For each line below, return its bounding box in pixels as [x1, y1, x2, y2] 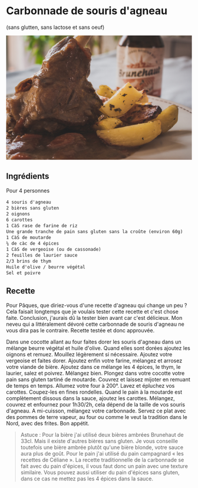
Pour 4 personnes [6, 187, 50, 194]
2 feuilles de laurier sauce [6, 252, 78, 258]
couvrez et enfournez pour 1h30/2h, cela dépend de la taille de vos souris [6, 401, 186, 408]
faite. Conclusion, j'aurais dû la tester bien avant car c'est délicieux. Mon [6, 314, 183, 321]
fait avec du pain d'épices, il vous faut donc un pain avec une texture [20, 462, 189, 470]
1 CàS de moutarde [6, 234, 51, 240]
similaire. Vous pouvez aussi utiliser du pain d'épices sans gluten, [20, 469, 180, 476]
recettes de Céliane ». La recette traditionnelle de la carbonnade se [20, 456, 184, 463]
